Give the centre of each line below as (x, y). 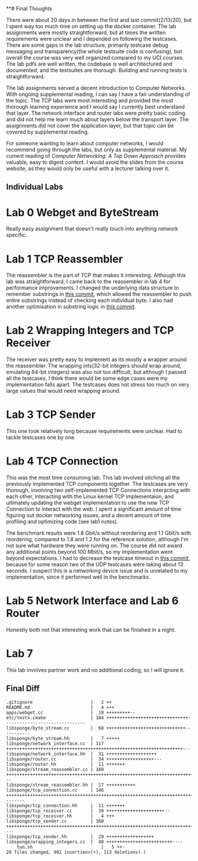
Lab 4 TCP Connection (62, 461)
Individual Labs (35, 187)
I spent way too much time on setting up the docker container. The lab (91, 26)
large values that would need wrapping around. (63, 391)
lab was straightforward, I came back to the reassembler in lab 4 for (88, 282)
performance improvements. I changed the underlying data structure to (93, 288)
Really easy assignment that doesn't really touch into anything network (92, 229)
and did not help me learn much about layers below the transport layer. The (98, 119)
